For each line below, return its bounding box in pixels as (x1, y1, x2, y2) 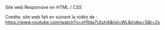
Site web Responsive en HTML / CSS (5, 4, 82, 10)
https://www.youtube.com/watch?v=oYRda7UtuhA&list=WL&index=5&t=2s (5, 19, 160, 25)
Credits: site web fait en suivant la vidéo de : (5, 14, 97, 19)
